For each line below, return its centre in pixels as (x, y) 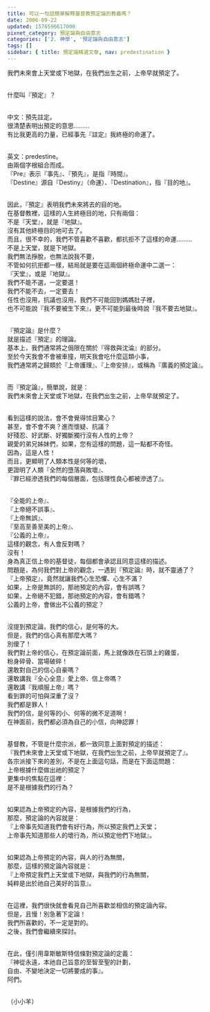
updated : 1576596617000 (41, 26)
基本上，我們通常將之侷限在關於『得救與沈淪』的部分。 (86, 348)
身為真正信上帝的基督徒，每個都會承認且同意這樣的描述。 (89, 561)
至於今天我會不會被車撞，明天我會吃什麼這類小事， (80, 356)
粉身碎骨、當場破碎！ (37, 661)
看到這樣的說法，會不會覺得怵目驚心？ (61, 418)
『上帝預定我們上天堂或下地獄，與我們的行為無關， (80, 874)
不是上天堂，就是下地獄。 (44, 247)
